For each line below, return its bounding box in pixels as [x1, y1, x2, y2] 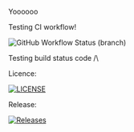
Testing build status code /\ [8, 54, 99, 62]
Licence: [8, 69, 37, 78]
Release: [8, 100, 38, 109]
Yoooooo [8, 7, 39, 16]
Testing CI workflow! [8, 22, 77, 31]
